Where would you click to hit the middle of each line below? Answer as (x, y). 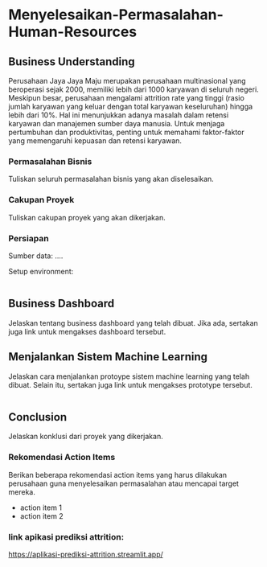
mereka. (22, 491)
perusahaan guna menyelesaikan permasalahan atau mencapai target (124, 483)
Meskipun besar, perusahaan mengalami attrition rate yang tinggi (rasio (127, 98)
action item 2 (41, 516)
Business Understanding (72, 62)
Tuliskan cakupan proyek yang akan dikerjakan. (87, 217)
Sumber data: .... (36, 256)
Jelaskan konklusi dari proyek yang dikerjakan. (86, 437)
